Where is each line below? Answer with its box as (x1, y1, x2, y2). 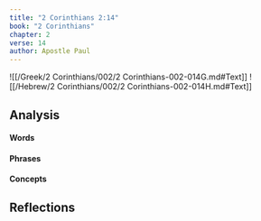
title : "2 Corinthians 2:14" (9, 13, 119, 23)
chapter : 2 (9, 30, 51, 39)
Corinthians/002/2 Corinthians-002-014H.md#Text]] (57, 81, 253, 92)
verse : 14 (9, 38, 47, 48)
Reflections (9, 199, 76, 215)
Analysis (9, 107, 61, 123)
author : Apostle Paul (9, 47, 91, 56)
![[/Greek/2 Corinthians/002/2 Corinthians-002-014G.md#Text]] (9, 71, 248, 82)
